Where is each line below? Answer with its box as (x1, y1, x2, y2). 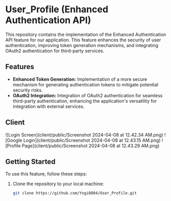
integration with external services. (12, 103, 85, 109)
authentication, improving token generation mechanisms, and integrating (5, 42, 159, 48)
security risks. (12, 87, 43, 93)
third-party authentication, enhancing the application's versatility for (12, 98, 157, 104)
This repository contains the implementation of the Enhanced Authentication (5, 31, 166, 37)
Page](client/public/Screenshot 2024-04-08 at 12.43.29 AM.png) (22, 142, 160, 149)
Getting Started (5, 157, 56, 166)
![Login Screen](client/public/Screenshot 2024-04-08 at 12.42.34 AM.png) (5, 131, 163, 138)
